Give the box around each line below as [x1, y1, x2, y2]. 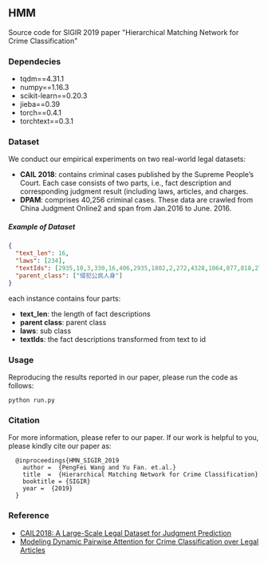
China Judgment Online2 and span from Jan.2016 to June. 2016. [19, 203, 232, 214]
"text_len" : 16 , [15, 250, 69, 257]
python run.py [8, 396, 56, 404]
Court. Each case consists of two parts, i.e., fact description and [19, 179, 231, 188]
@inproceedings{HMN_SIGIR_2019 [15, 457, 120, 465]
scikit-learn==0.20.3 [19, 91, 88, 100]
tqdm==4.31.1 [19, 74, 65, 84]
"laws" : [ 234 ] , [15, 257, 66, 265]
